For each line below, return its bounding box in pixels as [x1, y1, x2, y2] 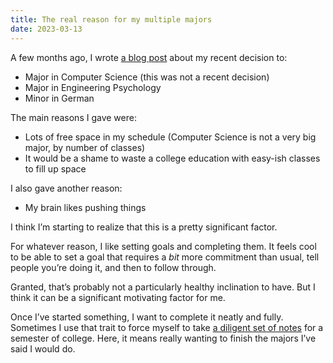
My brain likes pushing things [24, 201, 147, 213]
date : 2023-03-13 [10, 24, 83, 34]
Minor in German [24, 92, 95, 104]
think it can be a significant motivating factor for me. [10, 291, 226, 303]
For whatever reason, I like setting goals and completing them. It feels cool [10, 240, 317, 252]
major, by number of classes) [24, 141, 146, 153]
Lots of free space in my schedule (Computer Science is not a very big [24, 131, 317, 143]
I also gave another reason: [10, 182, 123, 194]
